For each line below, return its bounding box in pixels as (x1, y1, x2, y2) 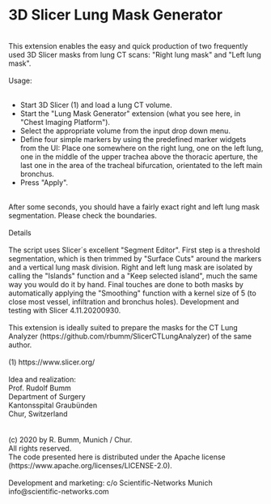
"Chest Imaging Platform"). (19, 117, 111, 127)
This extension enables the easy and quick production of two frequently (8, 41, 248, 50)
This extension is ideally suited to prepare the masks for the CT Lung (8, 322, 239, 332)
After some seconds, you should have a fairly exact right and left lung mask (8, 201, 260, 212)
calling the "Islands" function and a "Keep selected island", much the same (8, 270, 258, 281)
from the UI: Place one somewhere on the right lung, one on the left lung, (19, 143, 264, 153)
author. (8, 339, 32, 350)
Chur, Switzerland (8, 408, 68, 419)
